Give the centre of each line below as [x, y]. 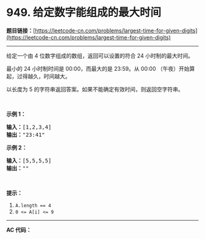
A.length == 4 [33, 205]
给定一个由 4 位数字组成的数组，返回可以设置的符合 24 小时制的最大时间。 [100, 55]
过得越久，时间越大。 [44, 76]
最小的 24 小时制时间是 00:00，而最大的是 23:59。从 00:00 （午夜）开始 [98, 68]
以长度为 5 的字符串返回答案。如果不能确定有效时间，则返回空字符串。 [95, 89]
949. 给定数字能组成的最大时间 [84, 12]
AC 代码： [19, 230]
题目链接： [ [21, 30]
